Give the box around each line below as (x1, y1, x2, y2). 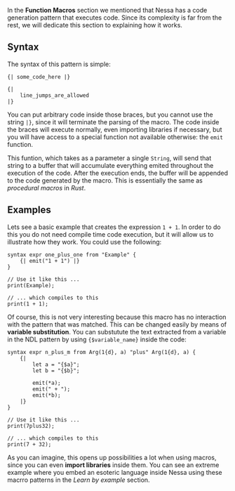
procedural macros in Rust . (7, 183, 86, 192)
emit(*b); (32, 391, 61, 399)
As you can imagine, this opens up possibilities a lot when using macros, (7, 453, 217, 461)
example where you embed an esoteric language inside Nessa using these (7, 468, 222, 476)
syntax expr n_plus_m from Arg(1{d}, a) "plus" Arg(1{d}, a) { (7, 348, 196, 355)
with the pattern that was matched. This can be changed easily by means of (7, 320, 227, 329)
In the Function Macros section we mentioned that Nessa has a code (7, 6, 208, 14)
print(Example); (7, 282, 55, 289)
